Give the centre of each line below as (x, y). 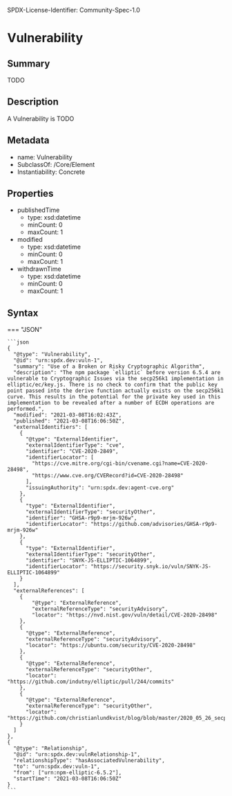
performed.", (26, 409)
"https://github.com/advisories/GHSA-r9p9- (154, 524)
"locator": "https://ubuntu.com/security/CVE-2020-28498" (110, 646)
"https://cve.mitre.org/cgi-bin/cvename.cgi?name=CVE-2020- (120, 463)
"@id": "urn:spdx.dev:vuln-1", (58, 361)
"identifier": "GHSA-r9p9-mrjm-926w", (81, 518)
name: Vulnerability (45, 157)
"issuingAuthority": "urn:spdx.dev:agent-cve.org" (100, 488)
